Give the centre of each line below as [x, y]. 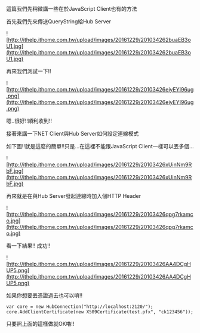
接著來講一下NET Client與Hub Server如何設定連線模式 [73, 134]
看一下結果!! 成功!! [28, 246]
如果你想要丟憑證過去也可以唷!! [44, 295]
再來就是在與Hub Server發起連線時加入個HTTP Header [74, 196]
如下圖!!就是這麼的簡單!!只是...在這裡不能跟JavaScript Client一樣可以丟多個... [100, 146]
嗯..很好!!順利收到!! [29, 121]
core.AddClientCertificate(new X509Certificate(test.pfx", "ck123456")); [100, 312]
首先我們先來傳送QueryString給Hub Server [59, 22]
